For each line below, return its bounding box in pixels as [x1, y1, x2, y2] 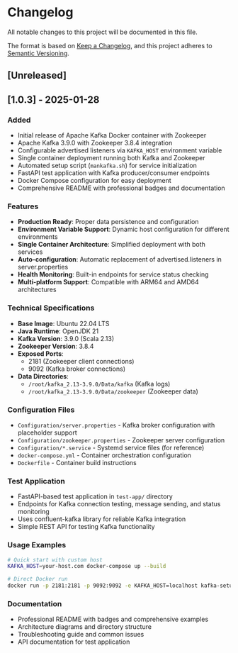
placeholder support [17, 428, 78, 437]
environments [17, 233, 58, 241]
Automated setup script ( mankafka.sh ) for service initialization [17, 161, 197, 170]
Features [7, 201, 39, 211]
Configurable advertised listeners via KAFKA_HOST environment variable [17, 146, 222, 155]
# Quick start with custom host [7, 556, 103, 564]
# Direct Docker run [7, 576, 69, 583]
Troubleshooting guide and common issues [17, 630, 144, 639]
